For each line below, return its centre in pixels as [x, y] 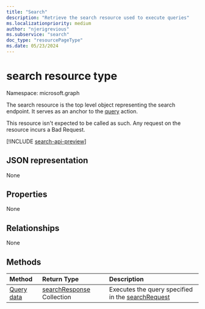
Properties [27, 195]
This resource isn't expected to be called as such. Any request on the [94, 123]
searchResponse [66, 289]
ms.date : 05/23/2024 [33, 46]
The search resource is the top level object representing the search [91, 105]
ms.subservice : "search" [38, 35]
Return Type [61, 279]
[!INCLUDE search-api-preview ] [46, 141]
